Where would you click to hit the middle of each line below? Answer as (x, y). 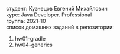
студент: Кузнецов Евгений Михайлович (57, 9)
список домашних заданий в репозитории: (60, 27)
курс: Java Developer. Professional (49, 15)
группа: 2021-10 (26, 21)
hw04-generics (34, 45)
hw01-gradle (30, 38)
